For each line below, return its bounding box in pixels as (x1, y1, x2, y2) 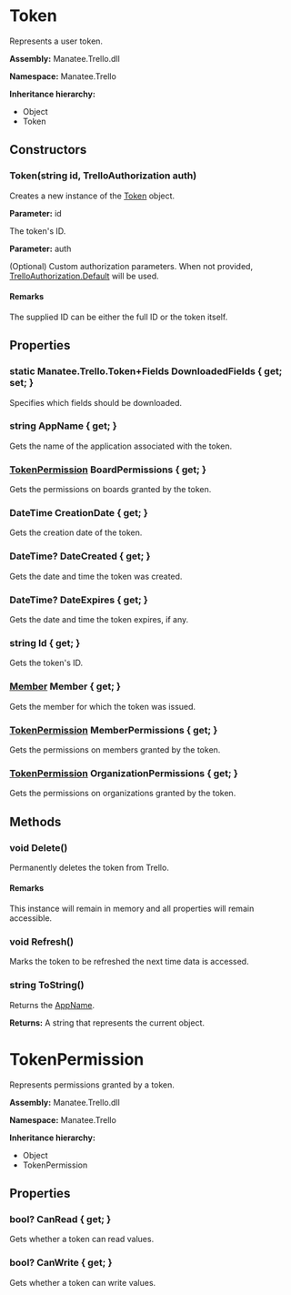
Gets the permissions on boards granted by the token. (9, 484, 212, 495)
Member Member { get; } (9, 680, 121, 693)
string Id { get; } (9, 636, 81, 649)
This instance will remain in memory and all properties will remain (9, 903, 255, 915)
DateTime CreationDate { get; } (9, 507, 148, 520)
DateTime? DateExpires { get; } (9, 593, 148, 606)
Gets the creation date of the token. (9, 527, 143, 538)
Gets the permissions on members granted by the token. (9, 744, 221, 755)
